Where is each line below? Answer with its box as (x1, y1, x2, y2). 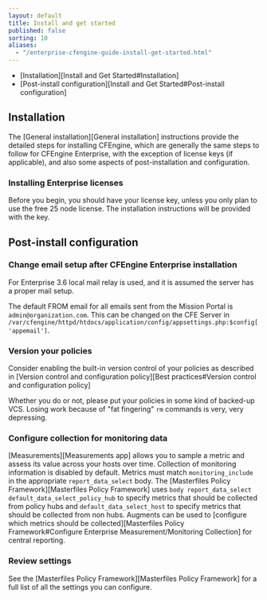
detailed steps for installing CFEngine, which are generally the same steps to (8, 140, 260, 150)
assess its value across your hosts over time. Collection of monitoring (8, 460, 237, 469)
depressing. (8, 412, 48, 423)
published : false (8, 26, 66, 34)
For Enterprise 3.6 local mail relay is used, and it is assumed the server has (8, 277, 254, 287)
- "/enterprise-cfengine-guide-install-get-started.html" (15, 49, 213, 57)
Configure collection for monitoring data (8, 432, 168, 444)
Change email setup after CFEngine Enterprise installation (8, 259, 238, 270)
